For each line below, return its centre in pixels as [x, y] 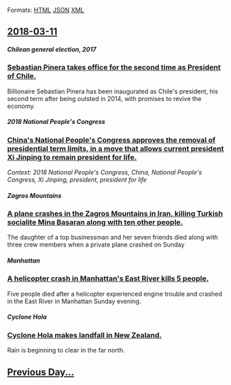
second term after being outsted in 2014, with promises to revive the [104, 98]
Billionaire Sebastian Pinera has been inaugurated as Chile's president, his [113, 91]
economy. [21, 106]
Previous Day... [41, 372]
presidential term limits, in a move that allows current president [115, 148]
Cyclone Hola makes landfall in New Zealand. [85, 335]
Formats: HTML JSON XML [46, 10]
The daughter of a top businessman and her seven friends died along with [113, 238]
